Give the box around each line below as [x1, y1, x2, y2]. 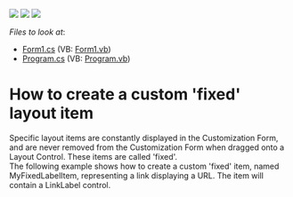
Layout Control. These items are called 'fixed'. [9, 151, 178, 162]
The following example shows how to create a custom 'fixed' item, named [9, 161, 280, 171]
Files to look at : [9, 27, 66, 37]
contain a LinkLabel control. [9, 179, 111, 190]
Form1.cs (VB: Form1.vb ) [21, 44, 111, 54]
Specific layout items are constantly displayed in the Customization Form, [9, 132, 279, 143]
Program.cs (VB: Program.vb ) [21, 53, 131, 64]
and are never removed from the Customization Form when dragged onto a [9, 142, 285, 153]
